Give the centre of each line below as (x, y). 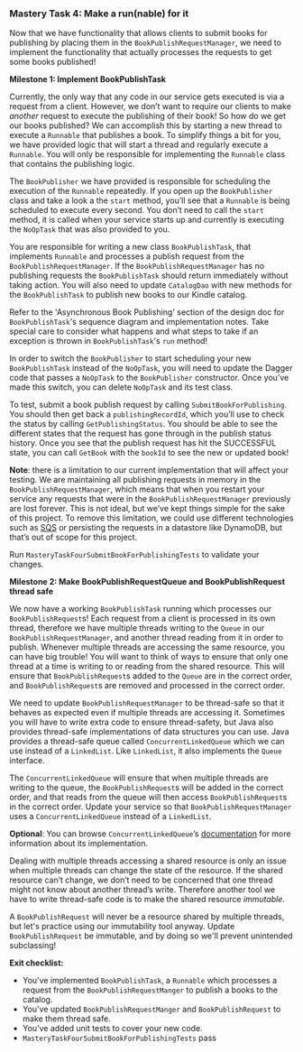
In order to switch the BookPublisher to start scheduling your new (131, 358)
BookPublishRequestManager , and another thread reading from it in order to (147, 638)
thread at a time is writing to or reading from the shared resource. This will (147, 667)
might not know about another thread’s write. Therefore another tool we (142, 890)
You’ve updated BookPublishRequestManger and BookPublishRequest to (151, 1010)
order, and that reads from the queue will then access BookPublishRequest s (148, 798)
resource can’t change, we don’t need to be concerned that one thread (141, 880)
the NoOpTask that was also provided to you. (90, 229)
